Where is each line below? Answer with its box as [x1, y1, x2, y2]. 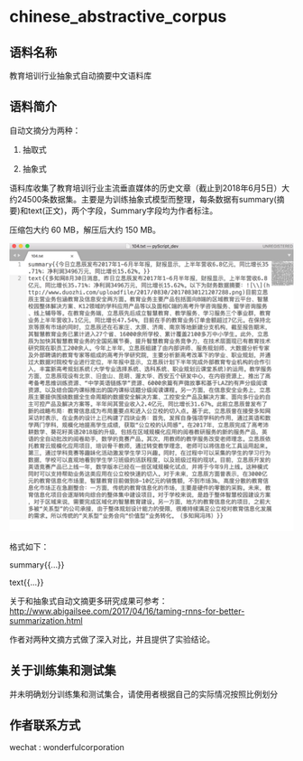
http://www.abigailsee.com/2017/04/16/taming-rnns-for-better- [9, 606, 245, 616]
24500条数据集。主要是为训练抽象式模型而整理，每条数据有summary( [16, 193, 277, 204]
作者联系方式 [9, 717, 81, 733]
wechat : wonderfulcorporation [9, 742, 124, 753]
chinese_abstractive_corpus [9, 6, 227, 27]
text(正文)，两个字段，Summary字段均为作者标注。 [28, 205, 218, 216]
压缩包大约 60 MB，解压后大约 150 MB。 [9, 224, 161, 235]
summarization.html [9, 615, 83, 625]
